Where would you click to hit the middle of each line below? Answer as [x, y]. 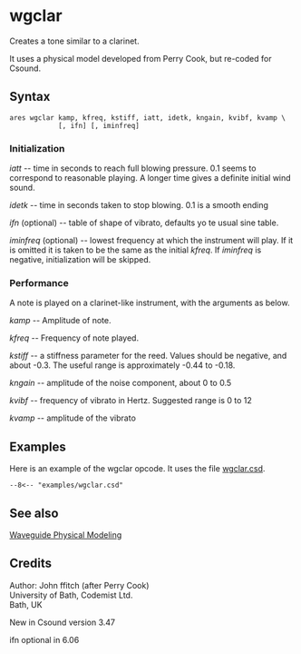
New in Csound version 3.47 [63, 622]
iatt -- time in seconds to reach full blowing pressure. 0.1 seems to [133, 168]
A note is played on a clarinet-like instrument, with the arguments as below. [150, 303]
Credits [31, 564]
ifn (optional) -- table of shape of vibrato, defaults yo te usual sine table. [144, 223]
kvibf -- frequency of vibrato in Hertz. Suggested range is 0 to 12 [131, 401]
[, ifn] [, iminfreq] [99, 125]
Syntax [30, 97]
